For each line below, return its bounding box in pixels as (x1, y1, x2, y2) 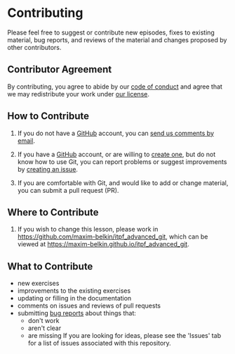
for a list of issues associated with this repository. (27, 339, 172, 348)
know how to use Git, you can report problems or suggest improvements (17, 157, 227, 166)
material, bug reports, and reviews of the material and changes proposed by (7, 35, 227, 44)
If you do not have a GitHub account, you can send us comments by (17, 129, 215, 137)
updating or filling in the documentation (17, 294, 132, 303)
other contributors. (7, 43, 62, 51)
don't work (27, 317, 60, 325)
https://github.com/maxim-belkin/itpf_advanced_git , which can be (17, 232, 208, 241)
